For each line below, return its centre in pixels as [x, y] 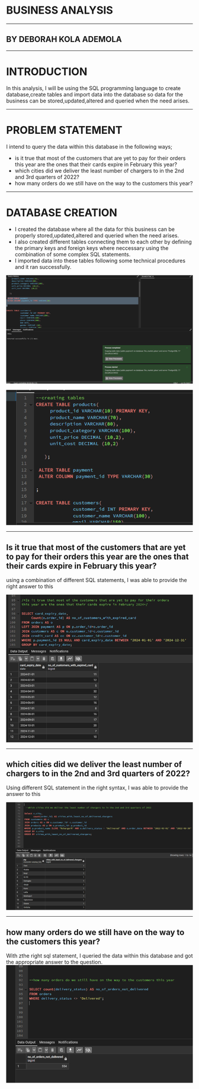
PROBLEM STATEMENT [64, 130]
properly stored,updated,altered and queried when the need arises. [97, 235]
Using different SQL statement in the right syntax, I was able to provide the [97, 788]
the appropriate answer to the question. [54, 962]
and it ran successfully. [43, 266]
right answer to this [30, 586]
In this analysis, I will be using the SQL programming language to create [94, 88]
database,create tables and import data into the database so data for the [95, 94]
